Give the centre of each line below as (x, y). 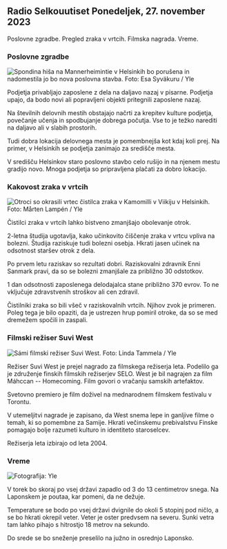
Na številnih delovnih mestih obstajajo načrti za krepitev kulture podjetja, (110, 113)
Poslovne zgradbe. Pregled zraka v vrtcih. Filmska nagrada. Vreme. (103, 39)
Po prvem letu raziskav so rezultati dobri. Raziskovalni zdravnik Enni (104, 264)
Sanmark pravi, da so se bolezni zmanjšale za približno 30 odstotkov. (106, 271)
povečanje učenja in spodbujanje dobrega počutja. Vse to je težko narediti (112, 121)
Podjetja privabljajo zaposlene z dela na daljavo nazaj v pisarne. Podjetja (110, 92)
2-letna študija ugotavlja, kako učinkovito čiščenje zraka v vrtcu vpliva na (111, 236)
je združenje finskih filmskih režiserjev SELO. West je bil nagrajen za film (110, 373)
